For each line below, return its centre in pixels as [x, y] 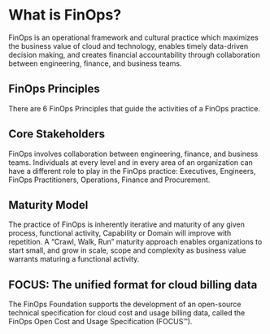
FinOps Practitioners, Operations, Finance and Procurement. [109, 180]
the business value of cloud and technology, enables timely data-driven [128, 46]
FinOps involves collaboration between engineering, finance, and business [133, 154]
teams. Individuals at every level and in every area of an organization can [131, 162]
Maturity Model [48, 205]
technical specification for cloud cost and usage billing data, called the [127, 313]
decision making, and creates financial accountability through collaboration [134, 54]
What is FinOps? [65, 15]
